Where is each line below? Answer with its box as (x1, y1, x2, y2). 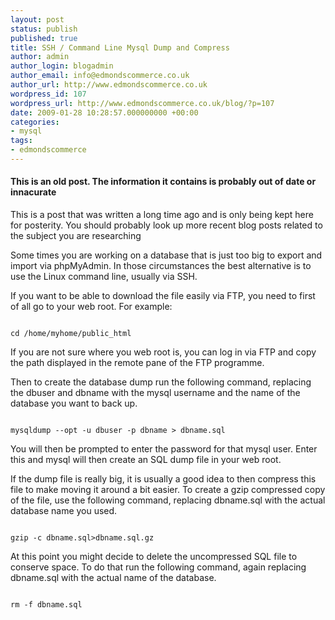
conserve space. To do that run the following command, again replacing (10, 561, 307, 573)
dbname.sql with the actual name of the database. (10, 572, 217, 584)
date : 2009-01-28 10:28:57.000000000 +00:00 (10, 107, 199, 118)
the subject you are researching (10, 230, 142, 242)
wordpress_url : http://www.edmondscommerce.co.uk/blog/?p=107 (10, 98, 275, 108)
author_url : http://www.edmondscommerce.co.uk (10, 80, 208, 90)
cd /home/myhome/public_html (10, 329, 132, 339)
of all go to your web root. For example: (10, 301, 173, 313)
